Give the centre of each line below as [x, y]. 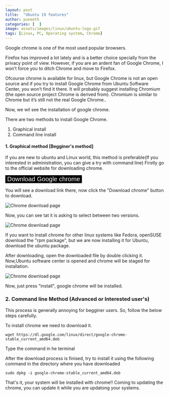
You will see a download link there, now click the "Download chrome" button [84, 190]
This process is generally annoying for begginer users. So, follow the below [84, 310]
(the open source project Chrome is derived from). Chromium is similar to [81, 94]
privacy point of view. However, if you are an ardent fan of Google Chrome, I [84, 63]
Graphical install [29, 129]
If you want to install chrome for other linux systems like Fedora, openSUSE [83, 235]
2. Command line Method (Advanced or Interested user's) [77, 299]
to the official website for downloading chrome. [54, 168]
